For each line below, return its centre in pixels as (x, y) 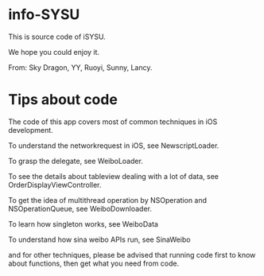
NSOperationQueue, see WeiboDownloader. (80, 208)
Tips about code (63, 100)
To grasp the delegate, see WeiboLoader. (76, 161)
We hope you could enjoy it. (54, 52)
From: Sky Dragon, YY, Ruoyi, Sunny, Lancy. (80, 67)
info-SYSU (44, 15)
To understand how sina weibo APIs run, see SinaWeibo (99, 239)
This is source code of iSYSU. (57, 37)
